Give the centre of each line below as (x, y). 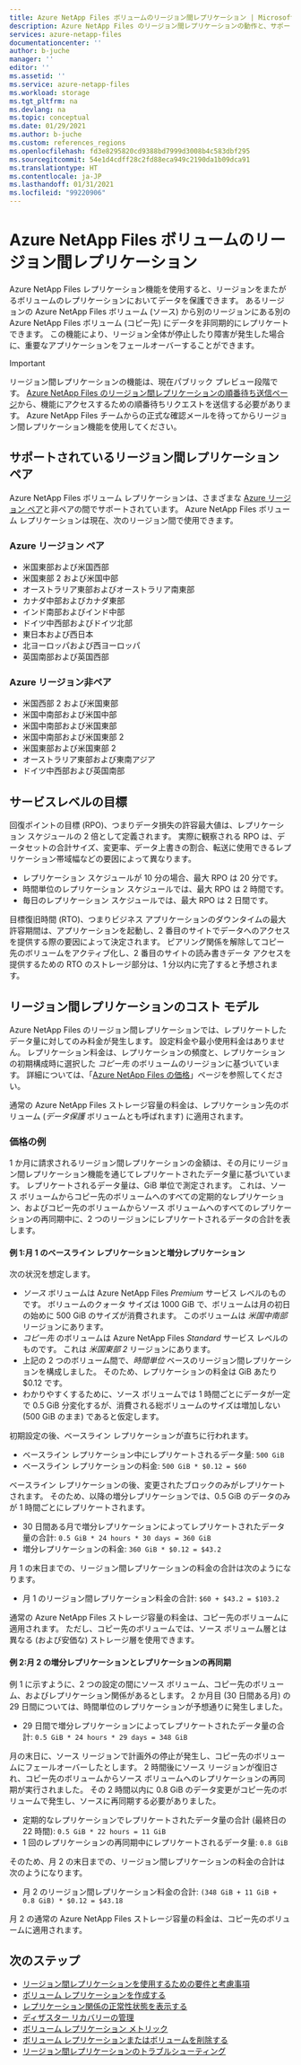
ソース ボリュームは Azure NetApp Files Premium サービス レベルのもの (154, 1293)
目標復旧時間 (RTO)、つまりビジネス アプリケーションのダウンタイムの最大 (148, 919)
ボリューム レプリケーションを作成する (94, 1995)
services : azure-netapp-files (66, 34)
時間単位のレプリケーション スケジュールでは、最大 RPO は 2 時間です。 (155, 889)
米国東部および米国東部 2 (69, 748)
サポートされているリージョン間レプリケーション (144, 457)
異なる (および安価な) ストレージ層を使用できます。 (104, 1640)
